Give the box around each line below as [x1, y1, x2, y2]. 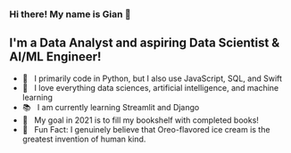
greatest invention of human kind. [21, 133, 146, 144]
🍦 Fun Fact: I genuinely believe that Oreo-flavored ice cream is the [21, 124, 270, 134]
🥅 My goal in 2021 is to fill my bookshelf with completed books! [21, 115, 259, 125]
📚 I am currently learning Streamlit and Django [21, 101, 200, 112]
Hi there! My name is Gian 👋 [9, 8, 131, 20]
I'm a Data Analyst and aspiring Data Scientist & [9, 36, 280, 51]
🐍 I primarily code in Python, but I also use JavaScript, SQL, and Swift [21, 73, 283, 84]
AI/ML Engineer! [9, 49, 102, 65]
